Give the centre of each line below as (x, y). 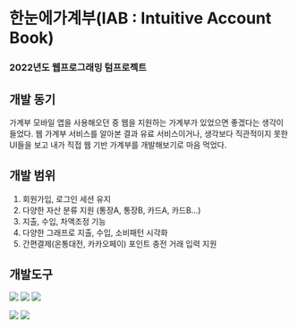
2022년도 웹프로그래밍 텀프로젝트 (78, 68)
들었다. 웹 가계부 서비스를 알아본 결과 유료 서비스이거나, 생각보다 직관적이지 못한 (149, 133)
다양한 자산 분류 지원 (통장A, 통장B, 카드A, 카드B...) (111, 210)
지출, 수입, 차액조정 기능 (64, 221)
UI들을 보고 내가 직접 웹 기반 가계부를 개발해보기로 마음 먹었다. (118, 145)
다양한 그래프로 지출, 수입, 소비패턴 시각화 (95, 232)
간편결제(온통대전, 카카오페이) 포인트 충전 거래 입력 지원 (119, 243)
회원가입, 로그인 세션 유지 (67, 198)
